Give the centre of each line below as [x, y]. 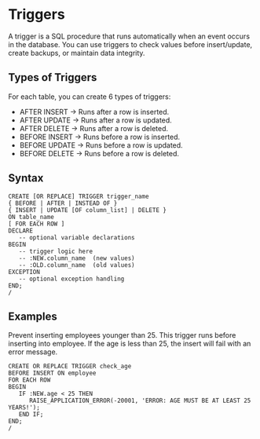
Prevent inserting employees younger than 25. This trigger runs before [122, 335]
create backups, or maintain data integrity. [77, 53]
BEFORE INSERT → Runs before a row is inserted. [100, 137]
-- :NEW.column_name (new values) [77, 258]
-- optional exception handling [71, 279]
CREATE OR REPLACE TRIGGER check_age [70, 367]
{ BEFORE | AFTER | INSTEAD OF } [63, 203]
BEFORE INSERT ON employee [52, 373]
